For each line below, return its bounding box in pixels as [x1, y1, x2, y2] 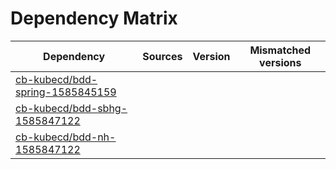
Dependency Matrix [10, 7, 178, 30]
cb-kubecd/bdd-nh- [15, 130, 117, 144]
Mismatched [249, 43, 312, 57]
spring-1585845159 [15, 85, 117, 99]
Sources [142, 49, 183, 63]
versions [259, 55, 302, 69]
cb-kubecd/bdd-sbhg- [15, 101, 128, 115]
